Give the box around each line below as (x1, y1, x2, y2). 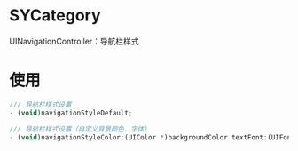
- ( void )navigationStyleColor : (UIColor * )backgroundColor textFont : (9, 132, 268, 142)
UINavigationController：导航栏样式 (9, 36, 139, 46)
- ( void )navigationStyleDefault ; (9, 108, 133, 117)
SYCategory (9, 5, 101, 26)
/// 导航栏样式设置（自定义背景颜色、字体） (9, 124, 151, 133)
